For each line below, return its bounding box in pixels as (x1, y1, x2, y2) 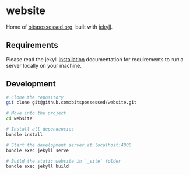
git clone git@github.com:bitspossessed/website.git (6, 100, 137, 106)
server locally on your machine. (6, 62, 82, 69)
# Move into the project (6, 110, 66, 116)
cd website (6, 116, 33, 122)
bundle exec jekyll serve (6, 148, 69, 153)
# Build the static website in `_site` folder (6, 158, 121, 164)
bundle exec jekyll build (6, 163, 69, 170)
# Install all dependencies (6, 127, 75, 132)
